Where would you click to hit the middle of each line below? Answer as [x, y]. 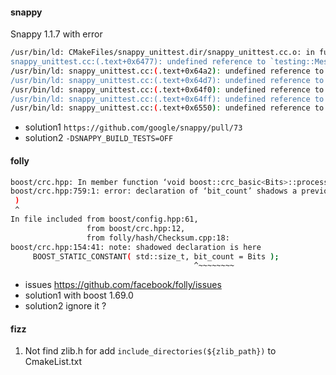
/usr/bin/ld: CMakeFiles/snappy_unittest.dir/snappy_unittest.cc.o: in [162, 53]
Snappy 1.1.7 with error [56, 34]
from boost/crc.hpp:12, [136, 228]
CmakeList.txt [53, 362]
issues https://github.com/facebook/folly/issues [123, 285]
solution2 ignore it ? [65, 306]
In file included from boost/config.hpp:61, [104, 219]
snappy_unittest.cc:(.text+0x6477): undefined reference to [138, 62]
